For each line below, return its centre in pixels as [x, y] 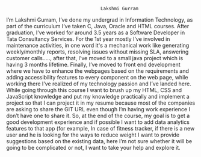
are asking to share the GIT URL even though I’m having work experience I [98, 109]
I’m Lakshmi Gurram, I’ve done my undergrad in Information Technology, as [100, 20]
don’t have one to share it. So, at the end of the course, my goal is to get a [98, 115]
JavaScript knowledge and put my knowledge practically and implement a [98, 97]
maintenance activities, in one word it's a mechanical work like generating [98, 45]
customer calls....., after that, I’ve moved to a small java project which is [95, 58]
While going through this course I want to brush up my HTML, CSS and [94, 90]
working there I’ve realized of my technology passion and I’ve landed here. [99, 84]
